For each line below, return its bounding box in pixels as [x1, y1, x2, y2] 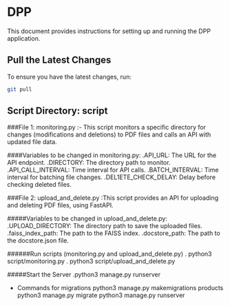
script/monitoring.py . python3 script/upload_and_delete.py [7, 257, 176, 265]
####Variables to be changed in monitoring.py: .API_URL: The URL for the [7, 151, 217, 159]
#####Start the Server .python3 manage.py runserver [7, 270, 160, 279]
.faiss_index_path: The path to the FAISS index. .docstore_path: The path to [7, 229, 220, 238]
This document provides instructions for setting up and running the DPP [7, 27, 211, 35]
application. [7, 34, 41, 42]
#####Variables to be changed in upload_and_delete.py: [7, 214, 167, 223]
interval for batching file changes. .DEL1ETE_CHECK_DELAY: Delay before [7, 173, 216, 181]
